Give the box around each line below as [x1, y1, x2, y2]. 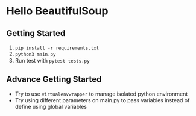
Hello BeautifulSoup [6, 4, 109, 18]
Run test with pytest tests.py [14, 57, 90, 64]
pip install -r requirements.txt [14, 45, 100, 51]
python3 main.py [14, 52, 56, 58]
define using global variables [14, 103, 87, 110]
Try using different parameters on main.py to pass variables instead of [14, 96, 190, 103]
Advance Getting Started [6, 74, 102, 85]
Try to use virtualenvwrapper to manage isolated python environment [14, 90, 188, 97]
